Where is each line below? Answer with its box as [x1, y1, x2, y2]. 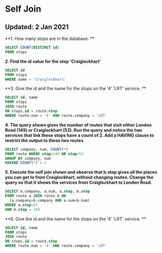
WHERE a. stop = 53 [5, 202, 38, 207]
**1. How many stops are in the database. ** [5, 36, 95, 41]
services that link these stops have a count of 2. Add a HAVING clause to [5, 132, 154, 138]
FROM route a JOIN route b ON [5, 194, 66, 199]
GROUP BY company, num [5, 156, 51, 161]
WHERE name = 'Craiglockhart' [5, 77, 66, 82]
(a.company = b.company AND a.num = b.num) [9, 198, 90, 203]
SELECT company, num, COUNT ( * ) [5, 147, 68, 152]
